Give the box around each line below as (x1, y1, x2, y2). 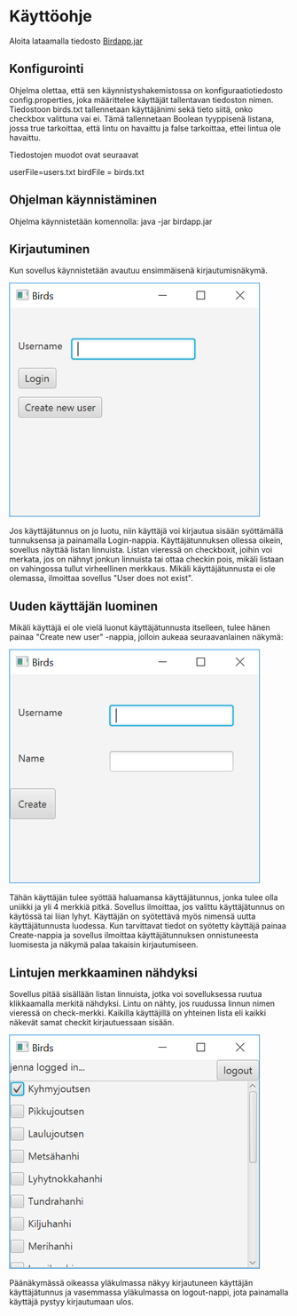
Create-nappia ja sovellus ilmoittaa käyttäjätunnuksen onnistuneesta (9, 930, 259, 941)
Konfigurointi (9, 61, 84, 76)
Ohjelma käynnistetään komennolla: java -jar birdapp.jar (9, 216, 213, 227)
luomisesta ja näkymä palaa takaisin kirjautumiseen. (9, 939, 199, 950)
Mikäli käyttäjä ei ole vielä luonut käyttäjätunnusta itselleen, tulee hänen (9, 622, 270, 633)
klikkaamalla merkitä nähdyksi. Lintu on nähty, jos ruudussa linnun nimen (9, 998, 276, 1009)
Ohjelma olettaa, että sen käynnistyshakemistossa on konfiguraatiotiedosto (9, 84, 284, 95)
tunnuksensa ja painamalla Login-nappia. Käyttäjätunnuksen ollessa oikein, (9, 535, 284, 546)
